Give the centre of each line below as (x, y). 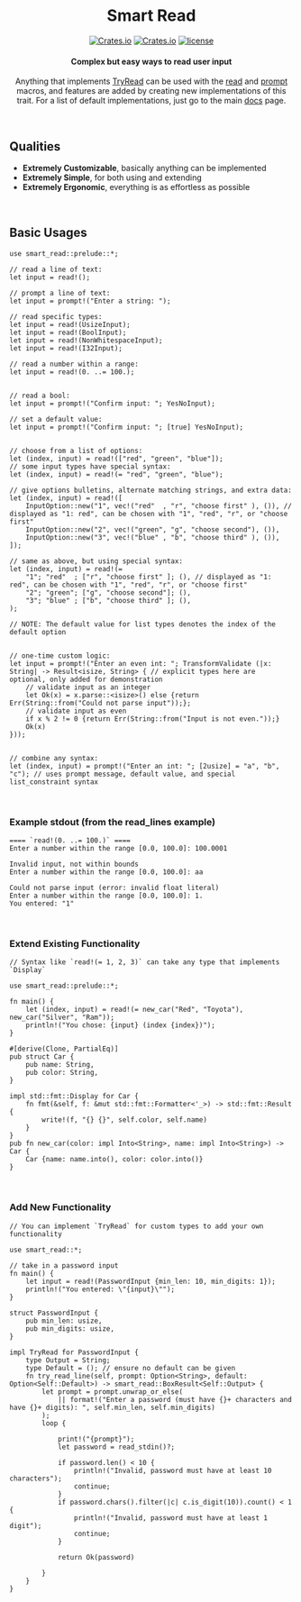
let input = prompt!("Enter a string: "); (90, 301)
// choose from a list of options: (76, 451)
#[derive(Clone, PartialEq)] (64, 1049)
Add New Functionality (60, 1207)
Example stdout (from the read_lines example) (113, 822)
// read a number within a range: (74, 364)
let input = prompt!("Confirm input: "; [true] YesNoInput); (127, 427)
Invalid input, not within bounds (74, 865)
